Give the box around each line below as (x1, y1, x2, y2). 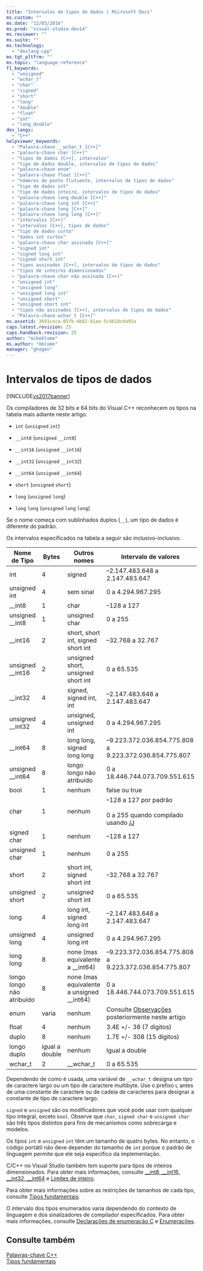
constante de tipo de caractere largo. (6, 1095, 98, 1102)
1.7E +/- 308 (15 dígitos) (106, 1033, 180, 1041)
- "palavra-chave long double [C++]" (11, 194, 107, 200)
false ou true (106, 786, 142, 795)
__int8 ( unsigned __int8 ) (14, 434, 77, 442)
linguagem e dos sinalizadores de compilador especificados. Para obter (6, 1211, 185, 1218)
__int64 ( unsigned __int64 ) (14, 470, 82, 477)
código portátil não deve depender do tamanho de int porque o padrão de (6, 1144, 192, 1151)
